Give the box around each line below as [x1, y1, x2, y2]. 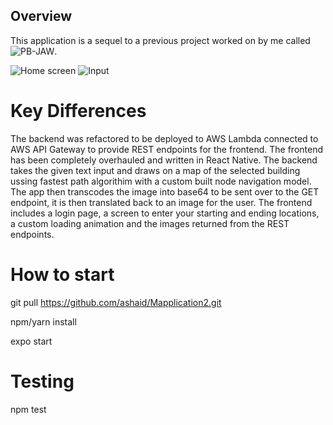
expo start [10, 335, 53, 347]
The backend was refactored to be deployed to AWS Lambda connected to [10, 132, 319, 144]
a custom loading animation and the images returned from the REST [10, 217, 290, 229]
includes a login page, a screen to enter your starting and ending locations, [10, 207, 320, 219]
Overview [10, 8, 73, 25]
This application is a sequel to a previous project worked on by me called [10, 34, 311, 46]
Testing [10, 370, 75, 393]
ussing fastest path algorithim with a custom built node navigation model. [10, 175, 312, 187]
